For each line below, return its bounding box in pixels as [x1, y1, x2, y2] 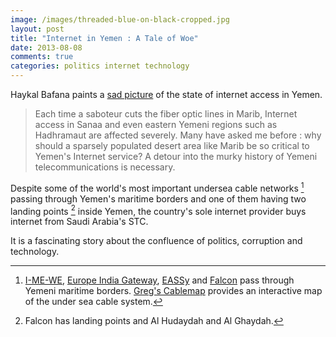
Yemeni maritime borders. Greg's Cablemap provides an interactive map [24, 285, 323, 297]
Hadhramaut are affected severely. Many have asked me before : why [34, 129, 322, 141]
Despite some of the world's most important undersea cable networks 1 [10, 181, 305, 194]
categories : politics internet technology [10, 61, 190, 71]
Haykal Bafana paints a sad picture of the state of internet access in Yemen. [10, 89, 323, 100]
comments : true [10, 52, 74, 62]
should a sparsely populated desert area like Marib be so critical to [34, 140, 310, 151]
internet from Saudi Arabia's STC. [10, 216, 149, 228]
